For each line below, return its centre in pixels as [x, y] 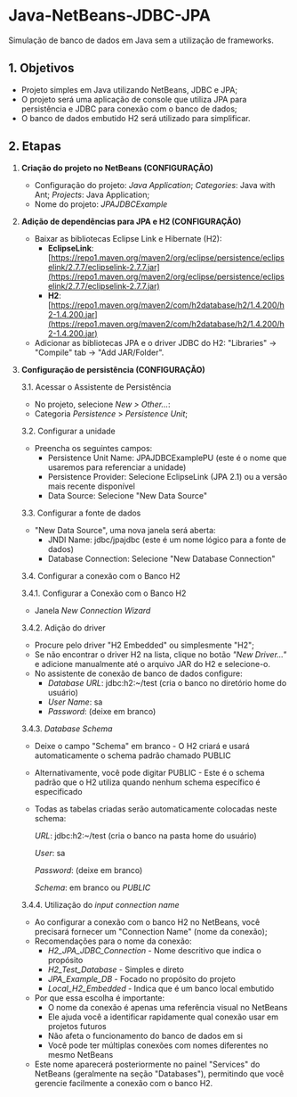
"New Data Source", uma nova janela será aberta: [125, 530]
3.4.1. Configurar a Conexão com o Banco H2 [104, 593]
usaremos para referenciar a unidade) [117, 467]
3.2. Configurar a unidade [68, 431]
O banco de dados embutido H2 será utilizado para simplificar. [136, 118]
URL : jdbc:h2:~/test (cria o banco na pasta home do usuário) [145, 836]
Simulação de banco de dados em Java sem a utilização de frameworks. [141, 40]
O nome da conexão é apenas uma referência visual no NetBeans [168, 1007]
